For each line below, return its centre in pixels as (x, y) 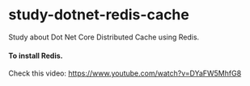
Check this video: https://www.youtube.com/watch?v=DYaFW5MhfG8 (125, 73)
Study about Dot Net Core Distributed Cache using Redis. (104, 37)
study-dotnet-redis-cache (99, 15)
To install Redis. (36, 55)
